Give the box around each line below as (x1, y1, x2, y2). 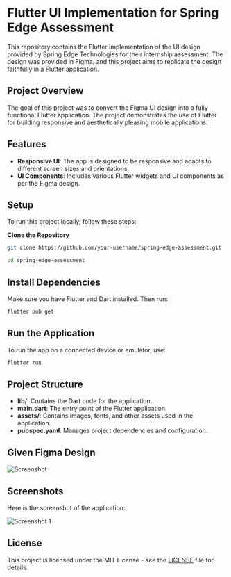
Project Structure (7, 378, 83, 390)
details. (7, 563, 28, 571)
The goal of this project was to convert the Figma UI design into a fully (7, 103, 208, 112)
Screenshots (7, 485, 64, 497)
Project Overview (7, 85, 84, 97)
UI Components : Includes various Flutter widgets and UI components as (17, 172, 224, 180)
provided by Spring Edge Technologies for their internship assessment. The (7, 50, 223, 58)
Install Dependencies (7, 276, 101, 288)
